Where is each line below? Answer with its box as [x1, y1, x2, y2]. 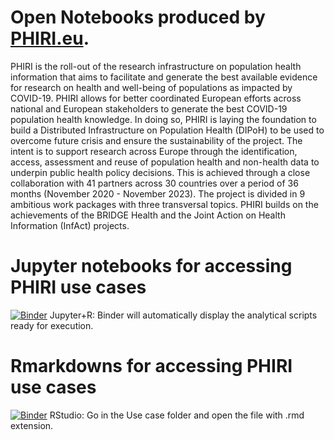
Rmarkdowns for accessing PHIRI [10, 355, 293, 378]
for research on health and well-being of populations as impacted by [10, 81, 293, 93]
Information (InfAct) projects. [10, 219, 130, 231]
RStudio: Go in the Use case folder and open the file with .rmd [49, 409, 305, 421]
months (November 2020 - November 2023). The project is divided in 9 [10, 187, 306, 200]
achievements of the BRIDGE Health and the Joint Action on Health [10, 209, 286, 221]
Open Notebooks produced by [10, 6, 266, 29]
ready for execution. [10, 319, 94, 331]
